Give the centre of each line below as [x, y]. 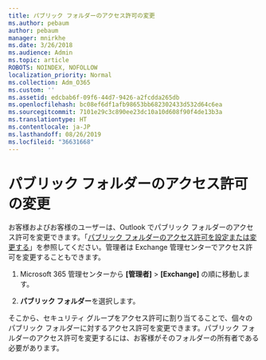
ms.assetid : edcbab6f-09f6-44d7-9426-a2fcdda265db [94, 97]
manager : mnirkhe [37, 38]
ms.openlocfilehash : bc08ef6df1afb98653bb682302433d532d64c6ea [115, 105]
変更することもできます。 [64, 257]
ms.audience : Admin [41, 53]
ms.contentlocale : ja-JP [49, 127]
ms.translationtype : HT [48, 120]
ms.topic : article [39, 61]
